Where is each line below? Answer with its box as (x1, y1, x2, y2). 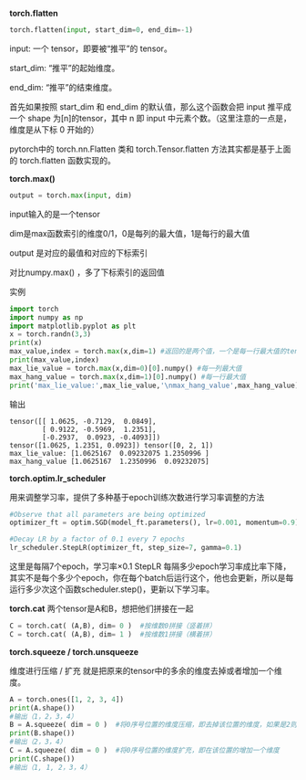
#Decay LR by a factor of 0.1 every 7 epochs (9, 534, 185, 544)
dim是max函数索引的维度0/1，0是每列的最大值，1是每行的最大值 (9, 227, 250, 238)
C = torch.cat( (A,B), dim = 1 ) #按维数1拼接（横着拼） (9, 629, 217, 638)
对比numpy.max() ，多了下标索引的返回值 (9, 267, 166, 278)
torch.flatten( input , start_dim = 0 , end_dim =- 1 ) (9, 26, 194, 35)
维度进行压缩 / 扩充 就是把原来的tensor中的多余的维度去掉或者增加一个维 (9, 665, 282, 676)
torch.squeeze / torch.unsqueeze (9, 646, 139, 657)
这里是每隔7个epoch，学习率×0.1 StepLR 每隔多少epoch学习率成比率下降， (9, 561, 291, 572)
